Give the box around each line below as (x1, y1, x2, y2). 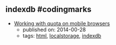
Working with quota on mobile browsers (13, 20, 110, 27)
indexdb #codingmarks (5, 5, 92, 14)
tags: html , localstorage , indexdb (22, 32, 101, 39)
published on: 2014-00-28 (22, 26, 86, 33)
